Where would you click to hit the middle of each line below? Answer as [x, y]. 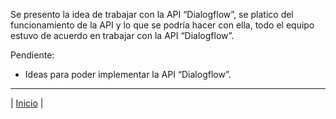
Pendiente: [32, 55]
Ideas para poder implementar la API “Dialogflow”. [128, 74]
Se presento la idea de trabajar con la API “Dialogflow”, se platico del [152, 14]
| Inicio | [27, 103]
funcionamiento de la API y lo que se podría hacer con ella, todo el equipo [162, 25]
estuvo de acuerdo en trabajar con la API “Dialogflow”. [122, 35]
